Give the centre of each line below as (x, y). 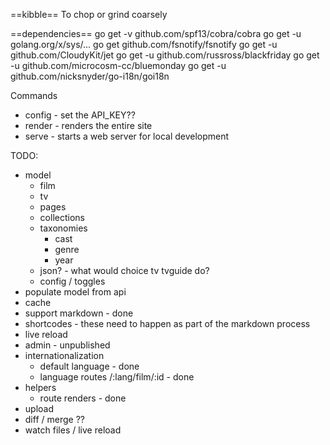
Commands (34, 95)
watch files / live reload (73, 430)
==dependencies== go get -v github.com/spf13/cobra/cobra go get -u (156, 33)
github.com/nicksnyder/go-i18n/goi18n (90, 76)
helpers (40, 387)
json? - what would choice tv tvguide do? (124, 270)
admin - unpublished (67, 345)
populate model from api (75, 292)
